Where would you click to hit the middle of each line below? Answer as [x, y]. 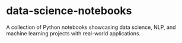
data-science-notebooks [69, 11]
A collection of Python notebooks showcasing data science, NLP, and [91, 27]
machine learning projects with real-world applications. [74, 33]
